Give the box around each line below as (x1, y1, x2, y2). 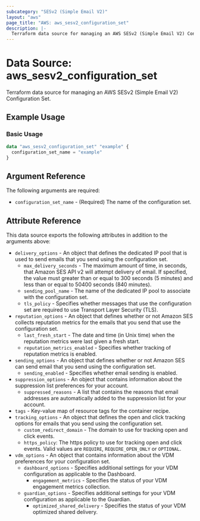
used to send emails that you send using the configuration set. (14, 256, 168, 262)
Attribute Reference (6, 215, 82, 226)
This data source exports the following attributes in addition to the (6, 231, 168, 238)
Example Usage (6, 112, 65, 123)
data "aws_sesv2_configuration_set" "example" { (6, 143, 129, 149)
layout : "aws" (6, 14, 42, 20)
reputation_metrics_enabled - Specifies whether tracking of (23, 344, 171, 351)
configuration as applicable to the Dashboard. (23, 470, 136, 478)
